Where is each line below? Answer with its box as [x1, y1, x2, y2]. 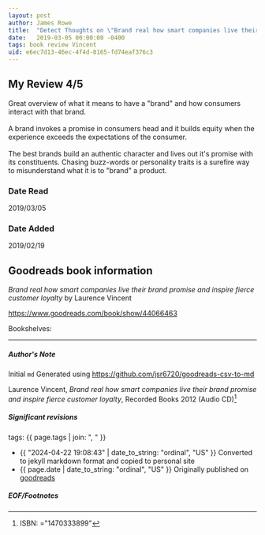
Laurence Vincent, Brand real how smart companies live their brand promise [8, 385, 257, 394]
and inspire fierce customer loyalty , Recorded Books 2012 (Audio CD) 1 [8, 393, 237, 404]
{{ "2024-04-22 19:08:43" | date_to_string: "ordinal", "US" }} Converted [19, 447, 253, 457]
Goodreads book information [8, 264, 153, 277]
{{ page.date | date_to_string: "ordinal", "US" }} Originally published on [19, 464, 249, 474]
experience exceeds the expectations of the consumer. [8, 132, 188, 141]
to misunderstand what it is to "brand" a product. [8, 165, 167, 175]
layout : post [8, 11, 51, 20]
